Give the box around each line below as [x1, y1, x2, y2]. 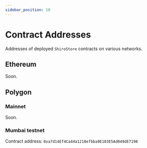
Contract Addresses [5, 29, 91, 40]
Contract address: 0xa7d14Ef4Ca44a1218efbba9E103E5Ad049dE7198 [5, 138, 138, 144]
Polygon [5, 88, 32, 96]
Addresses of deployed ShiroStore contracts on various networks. [5, 46, 143, 52]
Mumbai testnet [5, 126, 45, 133]
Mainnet [5, 103, 26, 110]
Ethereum [5, 60, 37, 68]
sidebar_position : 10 [5, 7, 51, 13]
